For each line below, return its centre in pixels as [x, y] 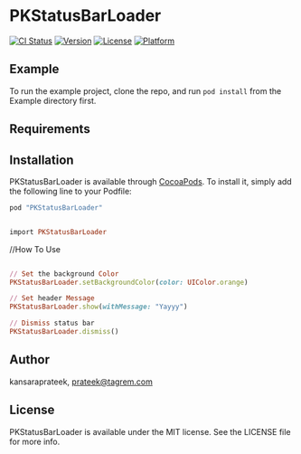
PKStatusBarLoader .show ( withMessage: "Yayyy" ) [99, 307]
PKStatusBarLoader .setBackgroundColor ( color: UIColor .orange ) [129, 282]
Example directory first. [53, 100]
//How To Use [35, 249]
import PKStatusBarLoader [58, 232]
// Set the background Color [64, 274]
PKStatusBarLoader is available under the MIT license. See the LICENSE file [150, 431]
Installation [42, 160]
